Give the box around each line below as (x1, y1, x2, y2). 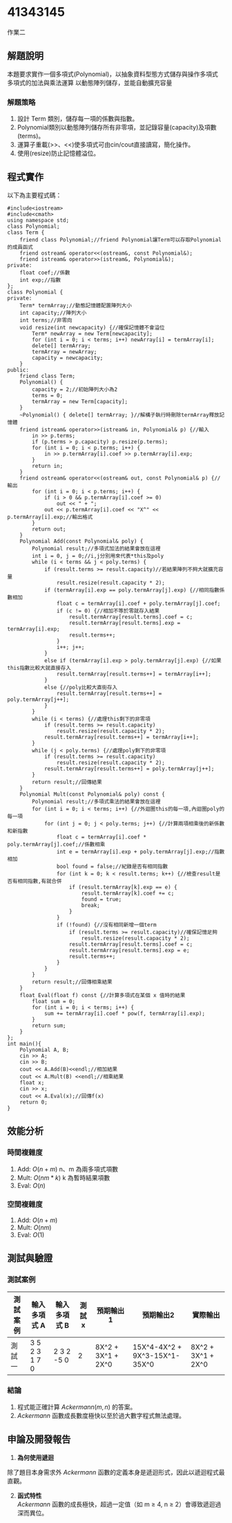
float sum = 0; (32, 998, 76, 1005)
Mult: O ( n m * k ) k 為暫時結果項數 (17, 1174, 110, 1182)
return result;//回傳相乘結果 (32, 978, 113, 985)
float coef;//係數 (19, 269, 70, 276)
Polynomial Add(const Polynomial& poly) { (19, 538, 144, 545)
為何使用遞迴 (17, 1453, 54, 1461)
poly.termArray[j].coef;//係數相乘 (7, 841, 106, 848)
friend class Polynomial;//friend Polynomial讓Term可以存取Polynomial (19, 236, 222, 243)
